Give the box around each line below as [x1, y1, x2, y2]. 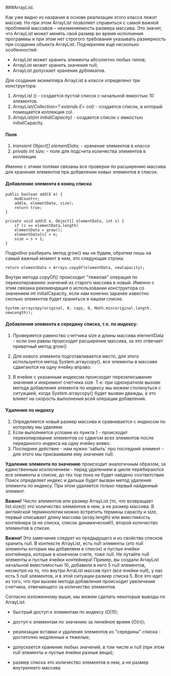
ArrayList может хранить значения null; [12, 62, 98, 68]
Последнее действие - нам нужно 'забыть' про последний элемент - [12, 445, 164, 452]
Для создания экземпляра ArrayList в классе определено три [5, 78, 140, 83]
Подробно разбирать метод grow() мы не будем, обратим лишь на [5, 250, 152, 256]
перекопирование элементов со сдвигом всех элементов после [12, 435, 154, 441]
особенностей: [5, 47, 38, 53]
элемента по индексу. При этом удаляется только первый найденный [5, 482, 158, 489]
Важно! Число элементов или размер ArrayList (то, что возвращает [5, 497, 153, 504]
